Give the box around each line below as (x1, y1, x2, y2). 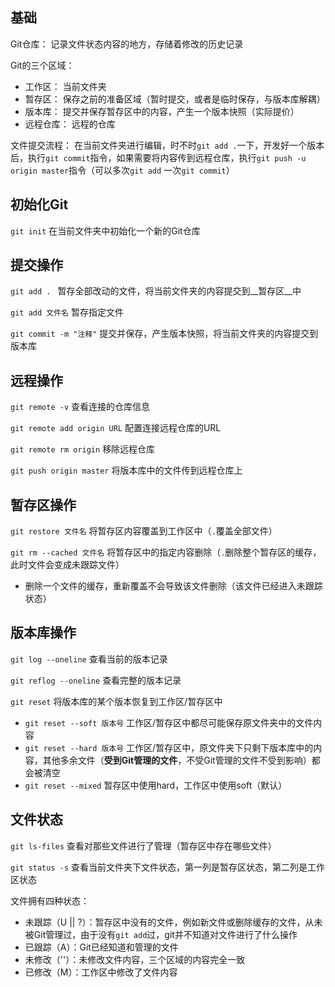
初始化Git (10, 196, 69, 213)
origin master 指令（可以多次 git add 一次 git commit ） (10, 164, 235, 176)
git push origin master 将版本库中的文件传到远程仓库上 (10, 464, 243, 477)
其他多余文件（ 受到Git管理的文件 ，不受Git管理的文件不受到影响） (42, 754, 312, 766)
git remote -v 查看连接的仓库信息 (10, 401, 151, 413)
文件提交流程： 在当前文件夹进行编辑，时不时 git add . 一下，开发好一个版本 (10, 139, 325, 151)
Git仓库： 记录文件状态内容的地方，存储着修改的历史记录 (10, 38, 244, 50)
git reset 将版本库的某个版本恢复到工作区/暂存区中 (10, 695, 223, 707)
